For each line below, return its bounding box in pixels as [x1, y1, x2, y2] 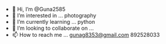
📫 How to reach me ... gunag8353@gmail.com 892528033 [11, 32, 160, 38]
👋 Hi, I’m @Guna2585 [11, 6, 66, 12]
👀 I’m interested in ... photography [11, 12, 97, 19]
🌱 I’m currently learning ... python [11, 18, 95, 25]
